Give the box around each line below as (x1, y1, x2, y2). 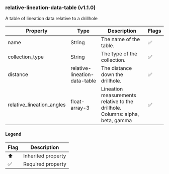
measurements (101, 92, 137, 99)
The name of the (101, 36, 140, 43)
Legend (5, 131, 22, 137)
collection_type (8, 53, 44, 60)
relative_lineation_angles (8, 101, 66, 108)
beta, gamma (101, 117, 132, 124)
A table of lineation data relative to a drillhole (5, 16, 98, 22)
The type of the (101, 50, 137, 57)
